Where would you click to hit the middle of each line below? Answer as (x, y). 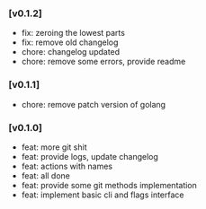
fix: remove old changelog (70, 42)
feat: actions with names (67, 166)
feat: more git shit (54, 147)
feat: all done (46, 175)
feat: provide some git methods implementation (109, 185)
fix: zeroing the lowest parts (73, 33)
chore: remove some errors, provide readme (103, 62)
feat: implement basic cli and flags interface (103, 195)
